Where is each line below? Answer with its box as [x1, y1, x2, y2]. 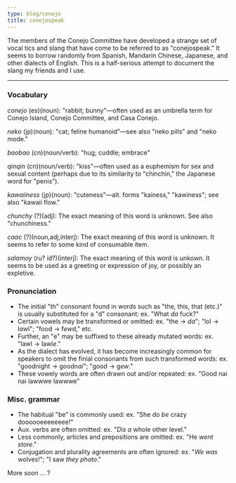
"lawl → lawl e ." [17, 340, 61, 348]
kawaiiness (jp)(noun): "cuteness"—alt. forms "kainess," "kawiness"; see [7, 191, 219, 199]
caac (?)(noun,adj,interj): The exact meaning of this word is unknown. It [7, 233, 214, 241]
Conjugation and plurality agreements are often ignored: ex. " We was [17, 448, 218, 456]
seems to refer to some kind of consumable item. [7, 240, 150, 248]
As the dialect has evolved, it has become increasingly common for [17, 347, 212, 356]
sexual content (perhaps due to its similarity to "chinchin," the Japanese [7, 169, 216, 178]
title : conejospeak [7, 17, 65, 24]
